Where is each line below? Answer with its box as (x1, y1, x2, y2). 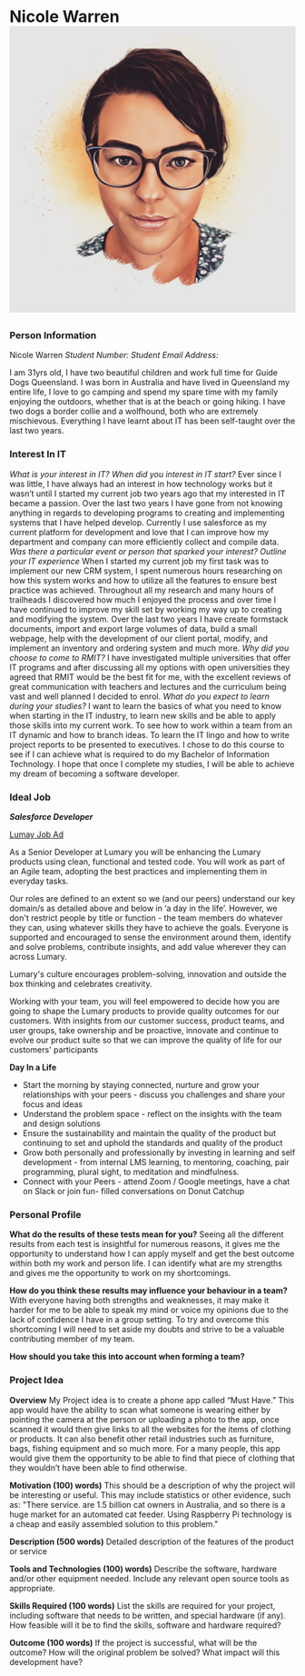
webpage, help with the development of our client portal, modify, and (9, 633, 269, 643)
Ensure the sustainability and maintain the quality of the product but (22, 1128, 277, 1139)
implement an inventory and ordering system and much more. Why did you (9, 643, 290, 653)
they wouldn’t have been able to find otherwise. (9, 1462, 188, 1473)
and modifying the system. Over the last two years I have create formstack (9, 614, 289, 624)
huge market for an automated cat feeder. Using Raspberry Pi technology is (9, 1509, 292, 1520)
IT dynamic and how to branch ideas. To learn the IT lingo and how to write (9, 729, 290, 740)
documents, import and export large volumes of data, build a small (9, 623, 258, 633)
